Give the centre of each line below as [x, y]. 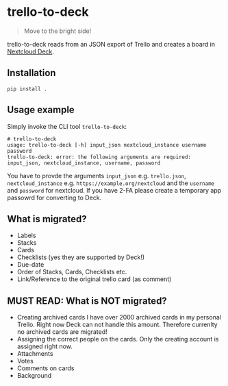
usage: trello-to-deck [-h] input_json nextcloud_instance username [107, 145]
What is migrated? [47, 219]
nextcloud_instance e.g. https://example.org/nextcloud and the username [111, 183]
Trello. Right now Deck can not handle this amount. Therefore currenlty [117, 325]
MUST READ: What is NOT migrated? [87, 301]
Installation [31, 73]
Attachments [35, 354]
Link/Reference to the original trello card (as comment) [94, 279]
